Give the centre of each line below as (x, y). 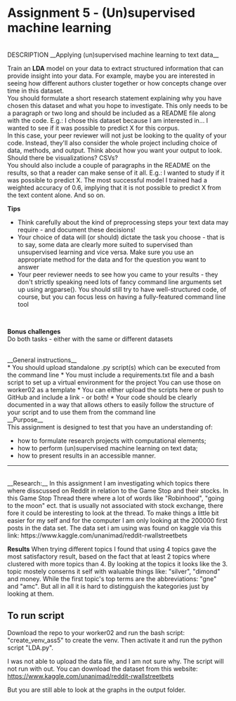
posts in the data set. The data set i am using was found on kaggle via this (114, 528)
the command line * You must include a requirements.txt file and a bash (111, 375)
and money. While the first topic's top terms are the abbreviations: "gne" (112, 579)
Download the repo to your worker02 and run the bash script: (96, 632)
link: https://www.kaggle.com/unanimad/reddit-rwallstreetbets (97, 535)
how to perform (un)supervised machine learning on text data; (107, 448)
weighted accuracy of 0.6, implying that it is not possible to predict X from (114, 187)
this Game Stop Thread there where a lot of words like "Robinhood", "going (116, 498)
